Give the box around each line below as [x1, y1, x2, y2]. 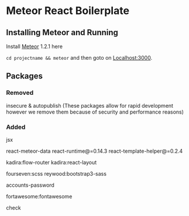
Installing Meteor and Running [6, 28, 119, 37]
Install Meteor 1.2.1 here [6, 43, 63, 50]
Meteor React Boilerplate [6, 4, 130, 18]
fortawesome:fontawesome [6, 193, 73, 200]
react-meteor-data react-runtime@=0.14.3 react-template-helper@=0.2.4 [6, 148, 183, 155]
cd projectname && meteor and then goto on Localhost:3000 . [6, 54, 153, 61]
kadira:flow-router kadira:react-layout [6, 159, 97, 166]
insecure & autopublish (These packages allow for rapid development [6, 102, 174, 109]
